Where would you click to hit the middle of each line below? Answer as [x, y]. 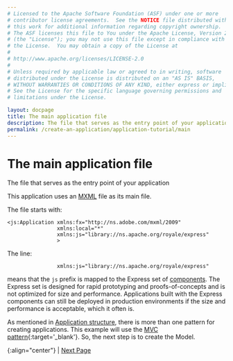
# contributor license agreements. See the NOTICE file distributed [110, 20]
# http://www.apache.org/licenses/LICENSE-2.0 [76, 59]
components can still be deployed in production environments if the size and [116, 301]
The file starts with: [35, 210]
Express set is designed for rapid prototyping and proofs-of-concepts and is [116, 287]
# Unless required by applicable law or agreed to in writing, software [114, 72]
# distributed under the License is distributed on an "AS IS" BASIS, [111, 78]
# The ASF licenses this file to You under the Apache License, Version [114, 33]
